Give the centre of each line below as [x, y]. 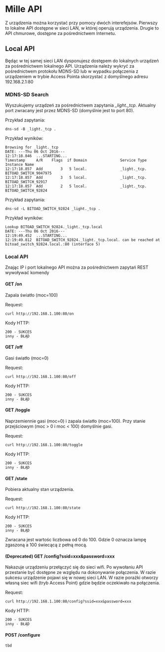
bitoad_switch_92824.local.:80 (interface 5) [53, 244]
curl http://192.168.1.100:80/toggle [44, 445]
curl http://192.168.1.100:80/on [40, 314]
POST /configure [23, 635]
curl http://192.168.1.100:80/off [41, 376]
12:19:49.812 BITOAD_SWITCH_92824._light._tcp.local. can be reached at [83, 240]
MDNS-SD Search [27, 94]
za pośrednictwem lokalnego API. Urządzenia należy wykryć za [70, 66]
